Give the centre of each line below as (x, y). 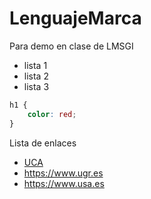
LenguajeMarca (75, 18)
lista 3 (36, 86)
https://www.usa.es (64, 183)
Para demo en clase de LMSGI (71, 46)
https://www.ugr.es (63, 173)
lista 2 (36, 76)
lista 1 (35, 65)
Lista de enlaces (43, 143)
